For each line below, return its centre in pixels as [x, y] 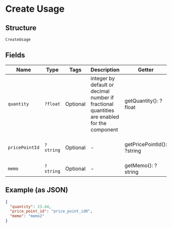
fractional [102, 104]
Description [105, 70]
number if [102, 97]
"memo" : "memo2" [27, 216]
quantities [102, 110]
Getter [146, 70]
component [104, 130]
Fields [15, 55]
